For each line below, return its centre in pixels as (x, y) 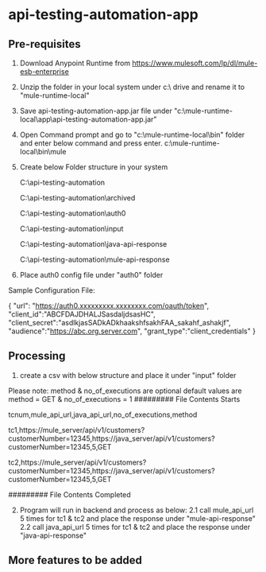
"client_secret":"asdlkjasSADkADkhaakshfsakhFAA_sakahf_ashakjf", (120, 323)
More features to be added (75, 560)
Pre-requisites (44, 44)
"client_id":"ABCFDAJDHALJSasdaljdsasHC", (82, 314)
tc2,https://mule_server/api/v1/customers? (77, 462)
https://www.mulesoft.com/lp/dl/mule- (195, 63)
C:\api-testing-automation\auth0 (73, 213)
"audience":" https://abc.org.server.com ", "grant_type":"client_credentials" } (132, 331)
